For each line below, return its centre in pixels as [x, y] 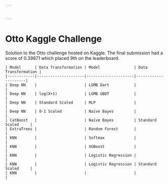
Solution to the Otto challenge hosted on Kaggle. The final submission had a [84, 53]
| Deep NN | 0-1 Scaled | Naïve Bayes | [71, 111]
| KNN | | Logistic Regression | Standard [81, 164]
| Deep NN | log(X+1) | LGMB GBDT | [71, 94]
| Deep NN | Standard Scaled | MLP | [71, 103]
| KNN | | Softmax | [71, 138]
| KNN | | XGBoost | [71, 146]
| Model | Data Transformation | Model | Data [76, 67]
